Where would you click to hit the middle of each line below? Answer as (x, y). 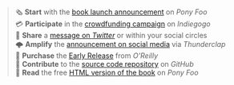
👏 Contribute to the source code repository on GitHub (104, 64)
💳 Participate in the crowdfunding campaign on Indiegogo (113, 24)
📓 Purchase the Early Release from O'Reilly (87, 56)
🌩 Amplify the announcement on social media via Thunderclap (120, 44)
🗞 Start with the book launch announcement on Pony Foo (111, 12)
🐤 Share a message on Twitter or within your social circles (111, 35)
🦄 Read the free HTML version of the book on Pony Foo (107, 72)
